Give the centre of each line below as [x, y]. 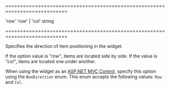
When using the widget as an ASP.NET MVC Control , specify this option [81, 71]
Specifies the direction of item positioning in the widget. [64, 46]
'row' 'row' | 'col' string [30, 21]
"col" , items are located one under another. [51, 61]
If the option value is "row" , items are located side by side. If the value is [81, 56]
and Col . [14, 82]
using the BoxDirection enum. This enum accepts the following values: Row [83, 77]
